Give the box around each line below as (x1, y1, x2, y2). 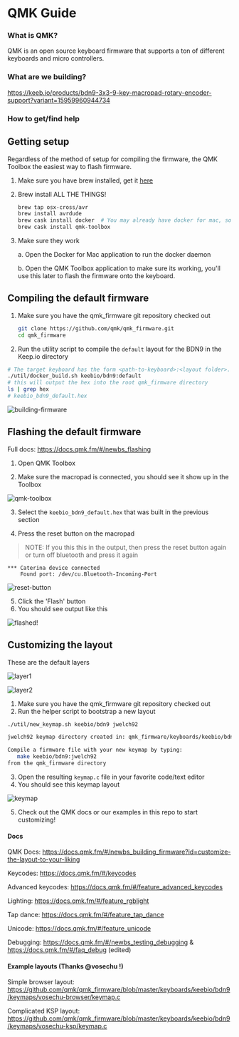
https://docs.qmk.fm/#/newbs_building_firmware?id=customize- (42, 847, 231, 857)
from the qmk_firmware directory (7, 760, 107, 767)
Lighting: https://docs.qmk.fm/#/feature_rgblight (7, 896, 149, 905)
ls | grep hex (7, 386, 50, 393)
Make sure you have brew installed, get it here (17, 176, 154, 185)
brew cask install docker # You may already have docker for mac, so (17, 217, 232, 224)
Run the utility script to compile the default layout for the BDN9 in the (17, 344, 222, 353)
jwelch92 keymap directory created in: (7, 733, 126, 741)
